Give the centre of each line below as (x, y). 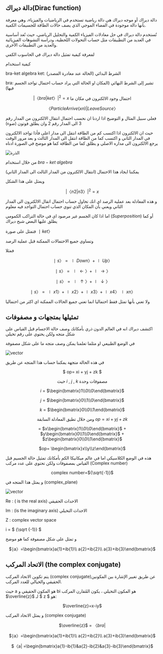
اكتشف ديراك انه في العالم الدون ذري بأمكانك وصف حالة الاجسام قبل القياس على (79, 328)
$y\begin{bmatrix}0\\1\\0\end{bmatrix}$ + (82, 434)
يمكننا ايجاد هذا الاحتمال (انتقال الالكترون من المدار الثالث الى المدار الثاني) (72, 172)
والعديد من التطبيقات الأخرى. (32, 45)
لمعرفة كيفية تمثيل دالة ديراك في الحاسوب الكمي (50, 54)
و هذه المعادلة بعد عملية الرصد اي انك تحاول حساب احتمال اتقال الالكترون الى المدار (81, 201)
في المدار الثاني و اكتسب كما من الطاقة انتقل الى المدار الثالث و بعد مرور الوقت (78, 138)
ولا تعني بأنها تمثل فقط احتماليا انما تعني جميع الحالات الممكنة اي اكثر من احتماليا (78, 302)
